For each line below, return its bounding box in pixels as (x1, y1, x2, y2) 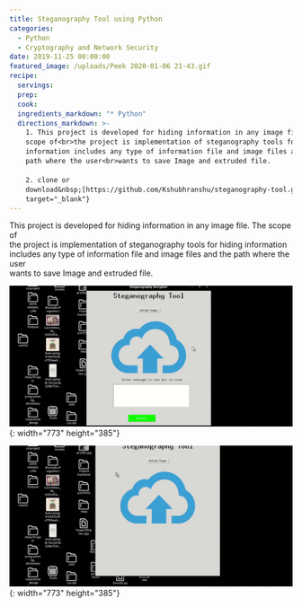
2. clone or (25, 175, 70, 184)
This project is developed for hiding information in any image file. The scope (9, 220, 292, 231)
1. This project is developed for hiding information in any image (25, 128, 283, 137)
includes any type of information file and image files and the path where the (9, 249, 290, 260)
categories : (9, 23, 54, 33)
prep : (17, 90, 39, 99)
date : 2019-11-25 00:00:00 (9, 52, 111, 62)
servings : (17, 81, 54, 90)
